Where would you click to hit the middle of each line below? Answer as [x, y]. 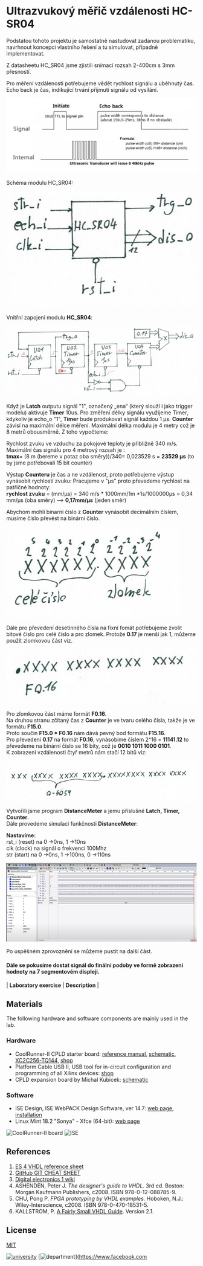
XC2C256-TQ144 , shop [44, 1060]
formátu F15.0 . [24, 727]
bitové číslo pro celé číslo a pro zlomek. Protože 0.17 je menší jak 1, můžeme [101, 634]
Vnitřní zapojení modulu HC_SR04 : [50, 317]
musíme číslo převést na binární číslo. [53, 518]
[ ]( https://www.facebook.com [93, 1256]
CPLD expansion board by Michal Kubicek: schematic [82, 1079]
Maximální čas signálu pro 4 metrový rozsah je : [66, 450]
